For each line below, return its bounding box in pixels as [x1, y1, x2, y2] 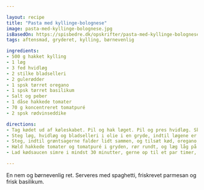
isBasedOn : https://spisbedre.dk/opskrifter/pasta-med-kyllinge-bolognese [6, 31, 200, 37]
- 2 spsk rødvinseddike [6, 110, 67, 116]
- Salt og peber [6, 93, 47, 99]
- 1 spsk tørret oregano [6, 82, 69, 88]
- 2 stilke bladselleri [6, 71, 67, 77]
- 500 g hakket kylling [6, 54, 67, 60]
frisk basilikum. [6, 178, 44, 185]
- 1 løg [6, 59, 26, 65]
